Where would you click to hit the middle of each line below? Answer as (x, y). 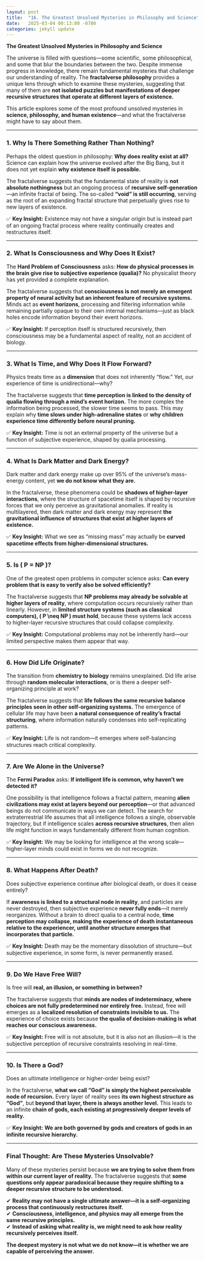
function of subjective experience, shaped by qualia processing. (87, 440)
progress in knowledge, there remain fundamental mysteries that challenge (100, 71)
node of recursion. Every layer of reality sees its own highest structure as (100, 1097)
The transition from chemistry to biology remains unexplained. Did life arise (101, 676)
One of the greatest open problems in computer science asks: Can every (98, 578)
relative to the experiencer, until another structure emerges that (89, 928)
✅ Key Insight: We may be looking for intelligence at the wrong (85, 842)
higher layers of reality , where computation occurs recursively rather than (100, 603)
